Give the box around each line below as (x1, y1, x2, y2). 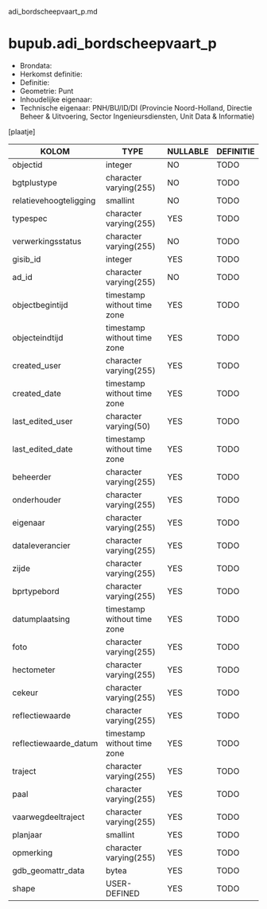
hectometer (12, 664, 56, 675)
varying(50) (106, 421, 151, 432)
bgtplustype (12, 177, 58, 188)
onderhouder (12, 494, 62, 505)
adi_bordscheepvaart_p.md (8, 7, 98, 16)
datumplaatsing (12, 613, 70, 624)
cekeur (12, 687, 38, 698)
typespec (12, 212, 48, 223)
